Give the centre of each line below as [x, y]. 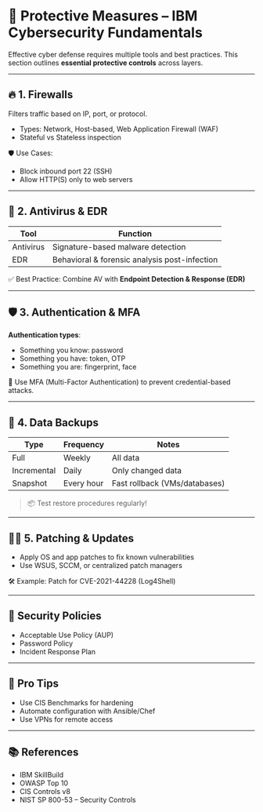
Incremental [34, 471]
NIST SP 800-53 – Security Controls [78, 800]
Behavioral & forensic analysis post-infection [135, 260]
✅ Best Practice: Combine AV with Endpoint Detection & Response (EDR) [127, 279]
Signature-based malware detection [119, 246]
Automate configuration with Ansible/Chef [87, 711]
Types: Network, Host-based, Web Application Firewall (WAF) [119, 129]
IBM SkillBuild [41, 775]
